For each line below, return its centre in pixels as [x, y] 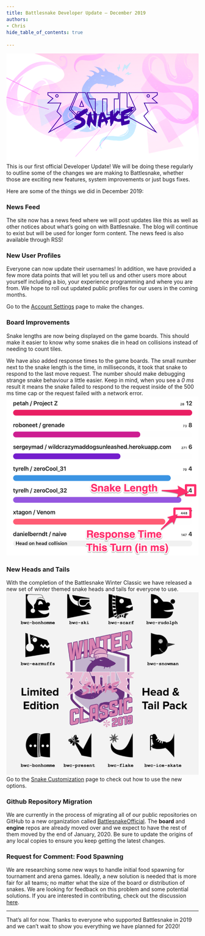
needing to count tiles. [34, 349]
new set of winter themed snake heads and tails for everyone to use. [92, 589]
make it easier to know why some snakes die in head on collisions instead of [102, 342]
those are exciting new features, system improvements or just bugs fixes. [98, 179]
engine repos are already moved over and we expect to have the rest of [97, 828]
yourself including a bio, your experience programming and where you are [100, 282]
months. [17, 295]
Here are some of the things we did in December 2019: [75, 191]
